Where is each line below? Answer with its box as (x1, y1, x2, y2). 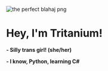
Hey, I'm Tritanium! (6, 27, 103, 40)
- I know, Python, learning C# (6, 57, 80, 65)
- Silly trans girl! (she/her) (6, 46, 72, 53)
